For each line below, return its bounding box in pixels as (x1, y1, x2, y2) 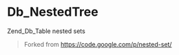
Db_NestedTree (7, 4, 98, 20)
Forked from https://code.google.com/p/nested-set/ (23, 40, 172, 48)
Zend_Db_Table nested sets (7, 27, 86, 35)
